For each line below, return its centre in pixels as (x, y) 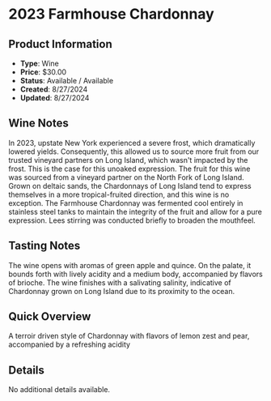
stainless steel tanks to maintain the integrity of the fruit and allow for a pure (135, 211)
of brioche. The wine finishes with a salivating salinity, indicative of (120, 282)
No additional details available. (59, 390)
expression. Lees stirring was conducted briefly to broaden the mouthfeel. (132, 220)
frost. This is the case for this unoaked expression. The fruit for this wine (129, 169)
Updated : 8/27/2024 (55, 98)
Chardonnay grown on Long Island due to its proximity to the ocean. (122, 291)
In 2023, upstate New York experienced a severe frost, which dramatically (132, 143)
